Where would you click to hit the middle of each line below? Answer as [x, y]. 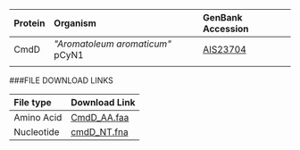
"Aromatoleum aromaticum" [112, 44]
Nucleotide [37, 132]
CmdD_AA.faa [100, 117]
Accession [225, 29]
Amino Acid [38, 117]
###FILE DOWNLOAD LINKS [61, 80]
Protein [29, 23]
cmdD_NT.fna [100, 132]
